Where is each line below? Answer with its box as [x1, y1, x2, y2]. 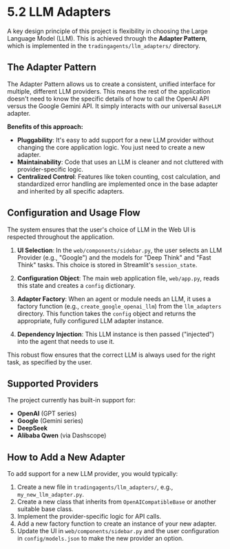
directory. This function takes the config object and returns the [17, 309, 196, 318]
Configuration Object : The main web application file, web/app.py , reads [17, 273, 220, 282]
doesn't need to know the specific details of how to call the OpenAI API [7, 94, 209, 103]
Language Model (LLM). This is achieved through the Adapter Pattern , [7, 34, 208, 42]
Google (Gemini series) [17, 417, 84, 425]
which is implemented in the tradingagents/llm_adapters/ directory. [7, 41, 201, 50]
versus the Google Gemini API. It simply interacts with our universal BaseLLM [7, 101, 222, 110]
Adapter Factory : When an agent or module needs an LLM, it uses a [17, 294, 211, 303]
